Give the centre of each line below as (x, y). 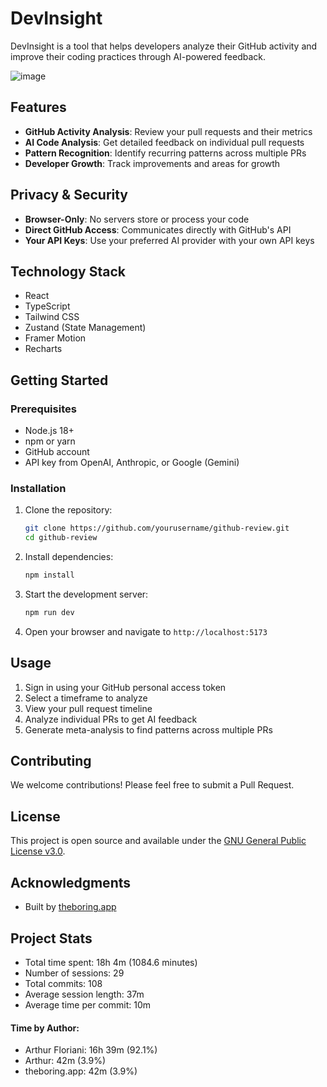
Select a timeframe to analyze (86, 698)
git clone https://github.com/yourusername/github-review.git (157, 528)
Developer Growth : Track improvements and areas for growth (152, 163)
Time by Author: (45, 1028)
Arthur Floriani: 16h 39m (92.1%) (91, 1050)
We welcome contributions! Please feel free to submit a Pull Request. (152, 785)
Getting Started (59, 380)
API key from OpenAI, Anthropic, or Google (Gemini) (132, 463)
